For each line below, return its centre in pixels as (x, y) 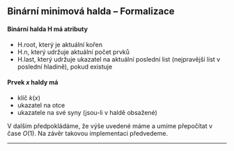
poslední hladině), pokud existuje (65, 66)
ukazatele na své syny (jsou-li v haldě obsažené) (87, 112)
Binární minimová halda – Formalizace (91, 11)
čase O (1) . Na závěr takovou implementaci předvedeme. (88, 133)
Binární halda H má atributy (48, 29)
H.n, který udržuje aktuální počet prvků (73, 52)
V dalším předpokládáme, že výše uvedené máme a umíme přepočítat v (110, 126)
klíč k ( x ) (29, 98)
